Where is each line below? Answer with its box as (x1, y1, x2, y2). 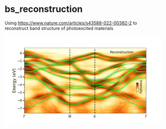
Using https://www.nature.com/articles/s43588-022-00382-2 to (4, 20, 138, 26)
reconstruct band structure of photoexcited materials (4, 25, 114, 31)
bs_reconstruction (4, 3, 83, 15)
